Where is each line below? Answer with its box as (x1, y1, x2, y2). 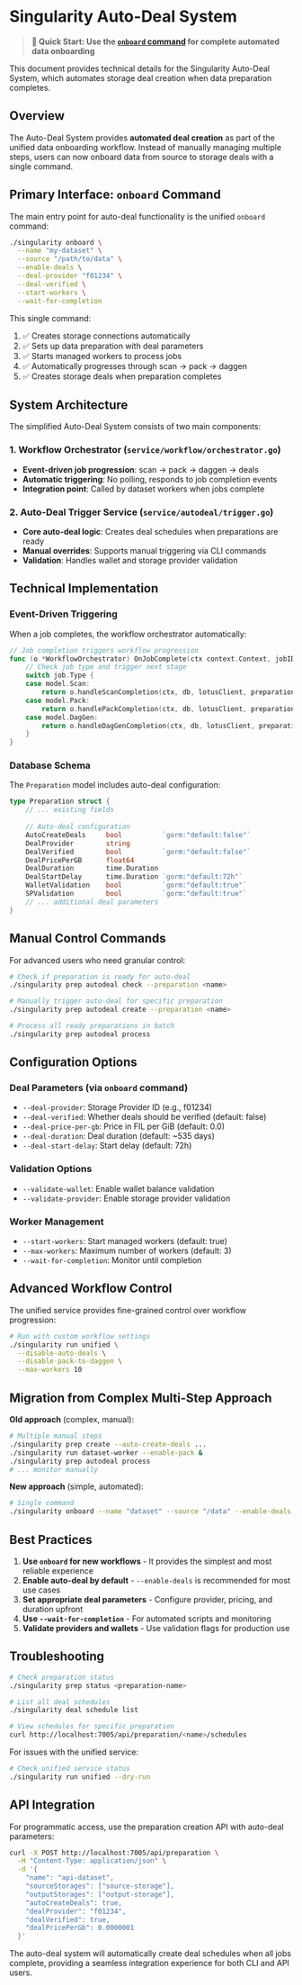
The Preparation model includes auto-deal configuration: (9, 780, 221, 790)
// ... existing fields (25, 806, 115, 815)
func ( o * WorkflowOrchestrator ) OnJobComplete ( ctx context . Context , (9, 654, 271, 663)
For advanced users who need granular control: (9, 954, 186, 965)
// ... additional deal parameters (25, 898, 159, 907)
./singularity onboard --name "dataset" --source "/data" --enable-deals (9, 1507, 292, 1516)
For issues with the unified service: (9, 1746, 139, 1757)
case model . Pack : (25, 696, 91, 705)
